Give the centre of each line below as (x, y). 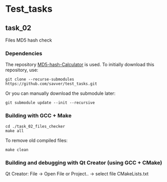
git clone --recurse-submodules (40, 79)
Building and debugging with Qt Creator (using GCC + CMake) (84, 163)
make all (15, 131)
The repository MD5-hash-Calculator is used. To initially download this (80, 65)
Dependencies (24, 53)
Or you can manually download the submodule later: (60, 93)
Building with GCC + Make (38, 116)
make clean (17, 150)
